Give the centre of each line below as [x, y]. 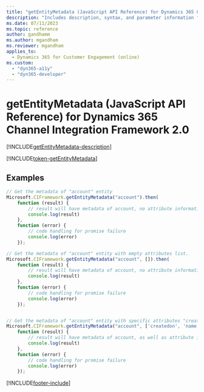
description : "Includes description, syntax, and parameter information [100, 18]
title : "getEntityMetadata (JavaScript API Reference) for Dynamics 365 [100, 12]
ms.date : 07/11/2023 [32, 23]
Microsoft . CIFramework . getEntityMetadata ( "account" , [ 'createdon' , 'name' [103, 326]
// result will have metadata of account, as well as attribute [111, 338]
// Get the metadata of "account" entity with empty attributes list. [97, 253]
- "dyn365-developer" [39, 74]
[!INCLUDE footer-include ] [39, 383]
